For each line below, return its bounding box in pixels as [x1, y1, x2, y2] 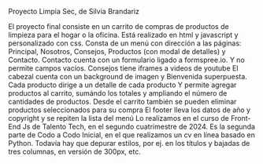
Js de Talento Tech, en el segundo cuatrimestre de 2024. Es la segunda [22, 122, 256, 131]
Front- [231, 114, 251, 122]
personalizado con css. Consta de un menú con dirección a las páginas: [8, 38, 242, 48]
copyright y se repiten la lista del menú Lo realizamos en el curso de [8, 114, 230, 122]
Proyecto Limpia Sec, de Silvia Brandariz [8, 7, 140, 16]
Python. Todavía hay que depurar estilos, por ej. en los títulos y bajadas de [8, 139, 250, 148]
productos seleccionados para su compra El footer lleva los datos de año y [8, 105, 250, 115]
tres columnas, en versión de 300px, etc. [8, 147, 142, 156]
